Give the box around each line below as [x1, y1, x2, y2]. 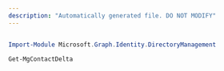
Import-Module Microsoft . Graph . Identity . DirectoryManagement [8, 41, 217, 49]
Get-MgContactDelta [8, 55, 74, 63]
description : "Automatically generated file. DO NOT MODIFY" [8, 11, 217, 20]
